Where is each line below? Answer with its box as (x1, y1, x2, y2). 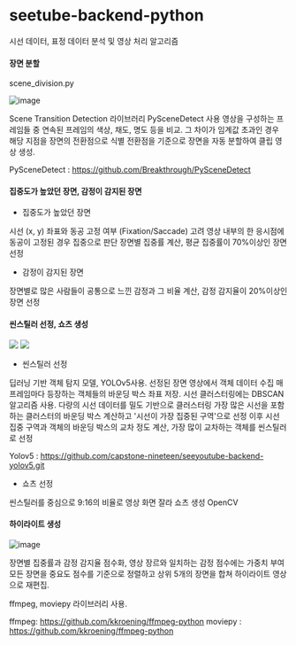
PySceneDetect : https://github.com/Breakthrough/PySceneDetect (9, 165, 252, 175)
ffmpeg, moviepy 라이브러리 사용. (9, 598, 128, 609)
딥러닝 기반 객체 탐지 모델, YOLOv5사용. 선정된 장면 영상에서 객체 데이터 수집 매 (9, 377, 284, 388)
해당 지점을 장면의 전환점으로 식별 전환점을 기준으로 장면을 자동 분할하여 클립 (9, 136, 274, 146)
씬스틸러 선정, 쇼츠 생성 (9, 318, 88, 329)
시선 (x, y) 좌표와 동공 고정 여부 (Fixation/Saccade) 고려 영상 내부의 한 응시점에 (9, 226, 285, 237)
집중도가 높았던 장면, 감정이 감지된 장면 (9, 185, 142, 196)
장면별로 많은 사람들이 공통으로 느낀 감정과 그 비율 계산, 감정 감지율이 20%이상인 (9, 285, 288, 297)
